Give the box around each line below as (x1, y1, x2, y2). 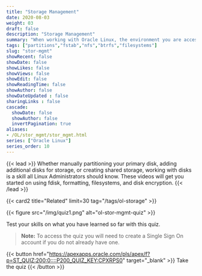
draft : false (6, 25, 39, 32)
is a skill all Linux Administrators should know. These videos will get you (6, 172, 185, 180)
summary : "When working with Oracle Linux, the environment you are (6, 37, 182, 43)
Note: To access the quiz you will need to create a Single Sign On (20, 232, 183, 239)
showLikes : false (6, 64, 50, 71)
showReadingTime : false (6, 82, 66, 88)
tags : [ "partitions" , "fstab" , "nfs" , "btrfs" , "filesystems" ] (6, 43, 158, 49)
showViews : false (6, 71, 50, 77)
